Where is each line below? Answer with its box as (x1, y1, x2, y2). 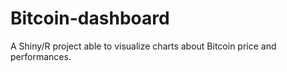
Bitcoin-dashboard (10, 7, 170, 30)
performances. (10, 50, 72, 62)
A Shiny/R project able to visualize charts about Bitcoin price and (10, 40, 277, 52)
